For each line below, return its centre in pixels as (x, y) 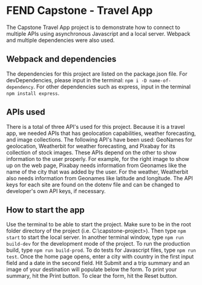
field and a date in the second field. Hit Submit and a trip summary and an (98, 263)
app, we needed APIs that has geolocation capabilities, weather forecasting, (101, 133)
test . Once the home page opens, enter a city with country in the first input (100, 257)
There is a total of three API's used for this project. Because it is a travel (96, 126)
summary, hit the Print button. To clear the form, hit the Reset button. (92, 276)
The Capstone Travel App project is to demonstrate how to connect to (93, 27)
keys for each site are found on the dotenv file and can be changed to (93, 185)
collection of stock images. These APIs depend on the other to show (92, 152)
